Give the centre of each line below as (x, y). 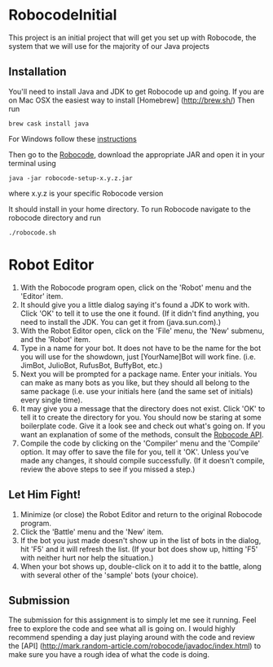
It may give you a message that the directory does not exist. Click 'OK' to (143, 408)
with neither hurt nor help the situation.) (87, 557)
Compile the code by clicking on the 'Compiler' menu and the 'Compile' (140, 443)
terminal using (33, 163)
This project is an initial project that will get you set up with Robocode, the (132, 37)
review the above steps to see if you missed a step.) (108, 469)
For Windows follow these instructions (73, 138)
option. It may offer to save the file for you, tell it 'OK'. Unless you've (134, 452)
